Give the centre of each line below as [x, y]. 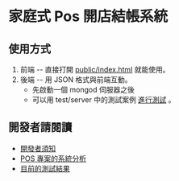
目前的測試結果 [45, 168]
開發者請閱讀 [40, 128]
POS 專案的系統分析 [53, 158]
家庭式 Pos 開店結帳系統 [88, 16]
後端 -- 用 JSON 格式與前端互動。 [76, 80]
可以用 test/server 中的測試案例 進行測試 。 [104, 100]
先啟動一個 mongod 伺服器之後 [83, 90]
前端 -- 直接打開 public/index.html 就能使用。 [95, 70]
